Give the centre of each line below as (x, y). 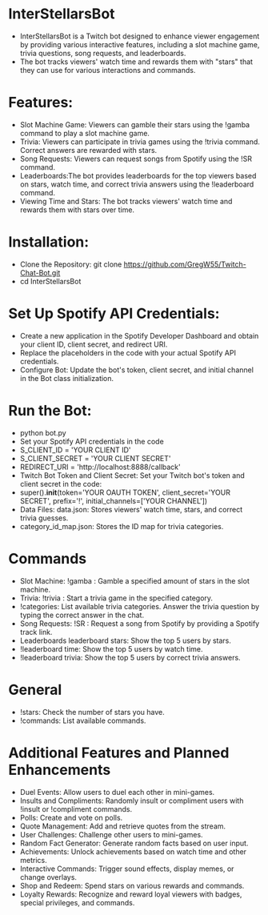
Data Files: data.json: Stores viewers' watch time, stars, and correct (131, 509)
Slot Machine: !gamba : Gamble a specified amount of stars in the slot (134, 580)
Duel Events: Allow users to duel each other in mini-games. (117, 792)
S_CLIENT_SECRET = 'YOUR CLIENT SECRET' (95, 458)
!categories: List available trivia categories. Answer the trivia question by (140, 606)
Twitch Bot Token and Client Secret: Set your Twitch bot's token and (132, 475)
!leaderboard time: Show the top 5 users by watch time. (111, 648)
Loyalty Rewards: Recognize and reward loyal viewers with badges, (131, 894)
